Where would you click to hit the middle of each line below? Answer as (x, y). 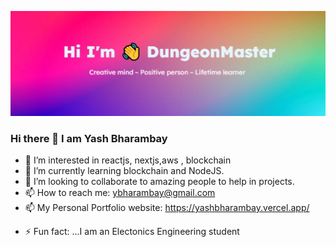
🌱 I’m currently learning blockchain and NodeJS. (124, 171)
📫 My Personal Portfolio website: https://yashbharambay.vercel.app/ (167, 208)
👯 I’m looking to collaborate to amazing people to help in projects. (159, 182)
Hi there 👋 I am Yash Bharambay (89, 138)
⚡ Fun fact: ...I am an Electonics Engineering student (132, 232)
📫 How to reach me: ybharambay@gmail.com (120, 193)
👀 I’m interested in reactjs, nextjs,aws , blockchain (128, 160)
